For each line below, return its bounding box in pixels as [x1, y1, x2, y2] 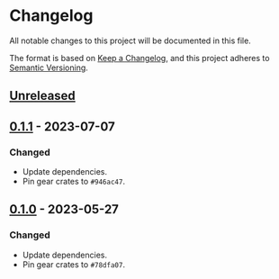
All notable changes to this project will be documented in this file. [9, 35, 252, 46]
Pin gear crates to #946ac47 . [22, 176, 126, 187]
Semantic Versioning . [9, 62, 88, 73]
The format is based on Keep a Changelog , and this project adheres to [9, 52, 270, 63]
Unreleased [9, 88, 76, 103]
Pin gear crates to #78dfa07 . [22, 258, 126, 270]
